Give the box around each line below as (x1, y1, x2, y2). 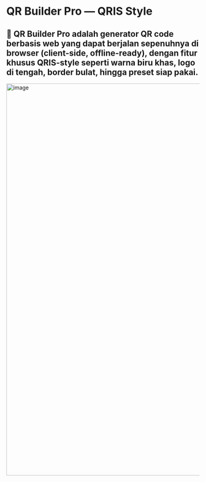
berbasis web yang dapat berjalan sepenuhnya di (6, 38, 199, 48)
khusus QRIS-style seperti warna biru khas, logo (6, 57, 196, 68)
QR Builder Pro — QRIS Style (6, 4, 153, 18)
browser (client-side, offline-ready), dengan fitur (6, 48, 198, 58)
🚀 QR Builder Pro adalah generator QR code (6, 29, 174, 39)
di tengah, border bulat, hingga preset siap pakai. (6, 67, 199, 77)
